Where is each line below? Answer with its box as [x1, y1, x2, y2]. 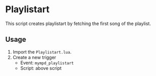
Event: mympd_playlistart [20, 60, 74, 66]
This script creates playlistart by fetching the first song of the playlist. [5, 20, 151, 27]
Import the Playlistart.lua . [12, 48, 72, 55]
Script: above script [20, 65, 62, 71]
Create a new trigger [12, 54, 57, 60]
